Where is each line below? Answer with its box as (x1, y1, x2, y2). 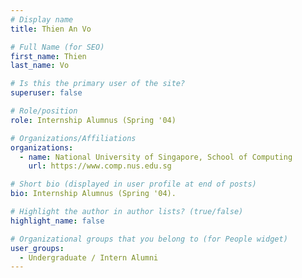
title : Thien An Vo (10, 24, 92, 34)
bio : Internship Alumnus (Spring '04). (10, 189, 177, 199)
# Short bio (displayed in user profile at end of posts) (10, 179, 257, 190)
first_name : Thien (10, 51, 87, 61)
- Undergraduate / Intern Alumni (19, 252, 159, 263)
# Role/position (10, 106, 78, 116)
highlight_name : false (10, 216, 105, 226)
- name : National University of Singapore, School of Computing (19, 152, 293, 162)
